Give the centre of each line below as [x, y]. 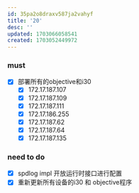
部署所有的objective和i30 [54, 82]
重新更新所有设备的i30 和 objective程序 [75, 182]
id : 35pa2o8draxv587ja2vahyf [50, 14]
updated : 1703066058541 [43, 34]
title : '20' [25, 21]
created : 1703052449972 [43, 41]
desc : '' [20, 27]
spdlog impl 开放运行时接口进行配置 [70, 173]
